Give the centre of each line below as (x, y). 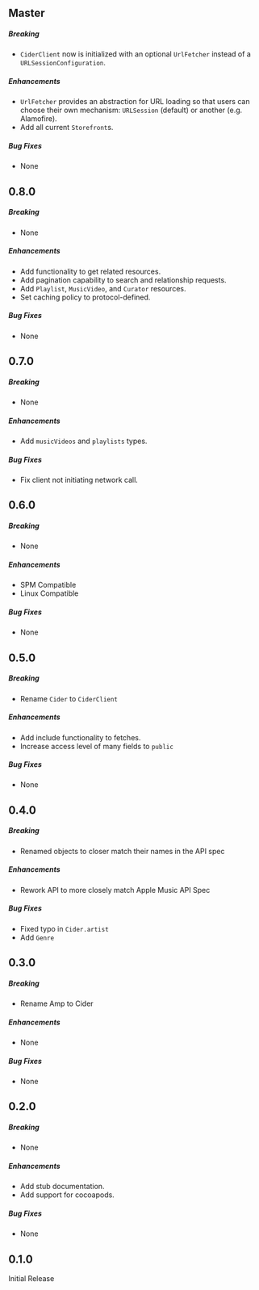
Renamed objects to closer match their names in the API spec (122, 851)
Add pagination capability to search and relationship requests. (123, 280)
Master (27, 13)
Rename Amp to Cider (57, 1003)
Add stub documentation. (62, 1187)
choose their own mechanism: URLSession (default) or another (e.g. (131, 110)
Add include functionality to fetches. (80, 737)
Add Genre (37, 937)
